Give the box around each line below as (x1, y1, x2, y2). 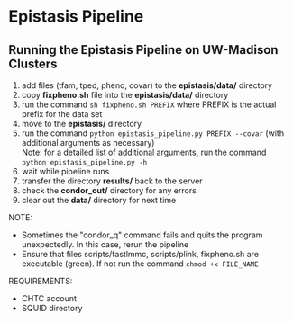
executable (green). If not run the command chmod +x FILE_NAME (21, 258, 259, 269)
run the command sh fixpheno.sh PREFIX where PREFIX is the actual (21, 99, 277, 110)
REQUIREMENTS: (8, 276, 73, 286)
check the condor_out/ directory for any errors (21, 185, 197, 195)
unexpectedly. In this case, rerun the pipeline (21, 239, 189, 249)
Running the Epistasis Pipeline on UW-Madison (8, 42, 279, 58)
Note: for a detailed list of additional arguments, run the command (21, 147, 267, 157)
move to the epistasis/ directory (21, 119, 142, 129)
